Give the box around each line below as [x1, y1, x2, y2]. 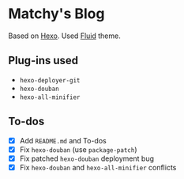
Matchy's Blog [8, 5, 105, 23]
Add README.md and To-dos [19, 135, 107, 145]
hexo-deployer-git [19, 76, 81, 84]
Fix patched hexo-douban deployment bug [19, 154, 155, 163]
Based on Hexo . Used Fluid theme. [8, 31, 121, 40]
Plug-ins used [8, 54, 79, 67]
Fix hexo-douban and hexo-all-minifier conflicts [19, 162, 177, 172]
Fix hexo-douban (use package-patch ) [19, 144, 137, 154]
